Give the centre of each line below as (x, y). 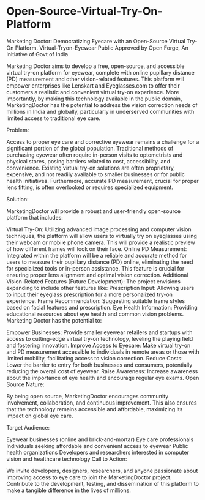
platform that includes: (35, 217)
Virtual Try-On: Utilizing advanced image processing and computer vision (99, 229)
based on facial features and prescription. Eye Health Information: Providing (102, 307)
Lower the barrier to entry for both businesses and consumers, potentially (99, 365)
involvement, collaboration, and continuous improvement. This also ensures (102, 403)
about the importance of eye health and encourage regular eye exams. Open (103, 378)
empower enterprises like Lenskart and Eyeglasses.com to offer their (93, 85)
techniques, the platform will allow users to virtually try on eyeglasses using (102, 236)
